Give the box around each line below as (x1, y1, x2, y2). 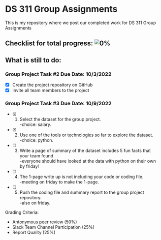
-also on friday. (19, 200, 51, 206)
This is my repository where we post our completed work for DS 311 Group (5, 20, 156, 26)
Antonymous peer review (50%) (12, 219, 77, 225)
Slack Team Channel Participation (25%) (12, 224, 95, 230)
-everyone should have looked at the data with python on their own (19, 158, 156, 164)
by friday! (19, 163, 39, 169)
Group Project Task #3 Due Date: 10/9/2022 (5, 100, 112, 107)
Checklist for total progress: (5, 39, 94, 48)
